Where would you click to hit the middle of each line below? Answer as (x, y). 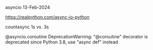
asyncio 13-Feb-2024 (28, 7)
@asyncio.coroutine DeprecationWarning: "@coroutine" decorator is (76, 37)
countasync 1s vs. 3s (27, 27)
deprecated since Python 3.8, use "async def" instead (62, 42)
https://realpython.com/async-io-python (47, 17)
